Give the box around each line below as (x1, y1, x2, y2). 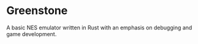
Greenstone (6, 4, 68, 18)
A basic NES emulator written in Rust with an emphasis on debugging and (6, 24, 192, 31)
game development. (6, 30, 57, 37)
